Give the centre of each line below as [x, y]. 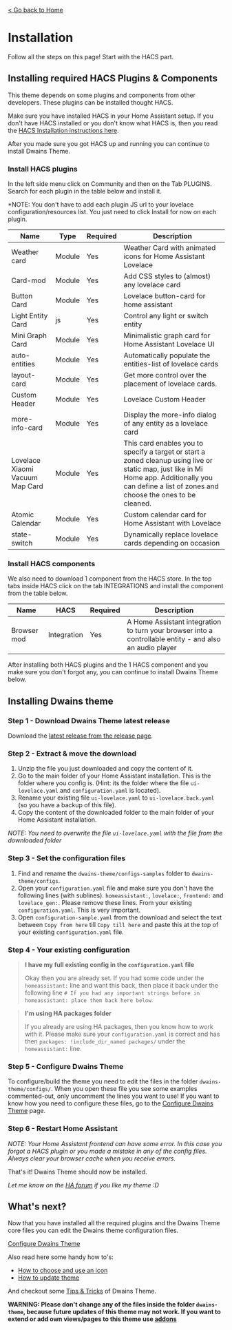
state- [22, 534]
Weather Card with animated [170, 248]
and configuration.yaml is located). [110, 791]
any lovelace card [152, 285]
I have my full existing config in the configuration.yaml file [109, 964]
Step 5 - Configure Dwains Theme [66, 1066]
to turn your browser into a [170, 631]
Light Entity [30, 316]
